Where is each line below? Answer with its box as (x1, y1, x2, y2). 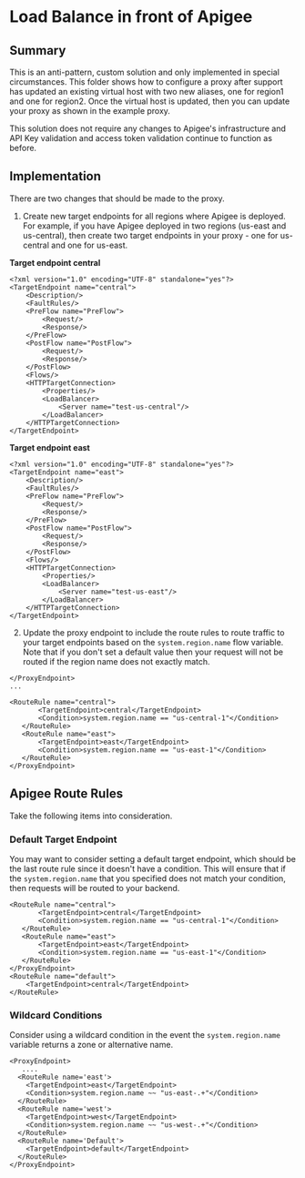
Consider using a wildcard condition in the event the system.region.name (9, 1030, 280, 1041)
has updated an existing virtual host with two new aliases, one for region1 (9, 86, 284, 96)
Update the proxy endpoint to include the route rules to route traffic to (22, 626, 285, 638)
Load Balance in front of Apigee (9, 6, 253, 27)
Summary (9, 43, 66, 58)
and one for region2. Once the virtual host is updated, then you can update (9, 96, 290, 107)
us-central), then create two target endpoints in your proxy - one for (22, 229, 279, 240)
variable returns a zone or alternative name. (9, 1040, 174, 1051)
